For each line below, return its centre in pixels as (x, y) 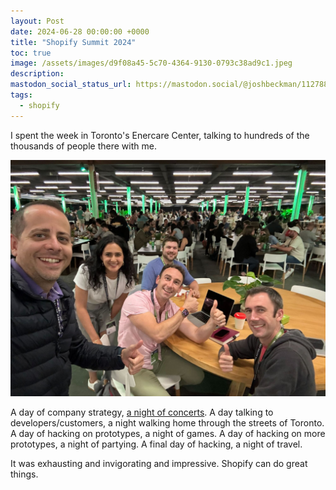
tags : (21, 95)
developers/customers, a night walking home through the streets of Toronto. (167, 422)
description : (37, 74)
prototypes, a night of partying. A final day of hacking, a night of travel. (156, 444)
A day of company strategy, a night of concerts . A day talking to (142, 412)
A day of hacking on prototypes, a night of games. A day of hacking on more (168, 433)
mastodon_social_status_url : (71, 85)
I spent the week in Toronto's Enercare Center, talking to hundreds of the (160, 135)
